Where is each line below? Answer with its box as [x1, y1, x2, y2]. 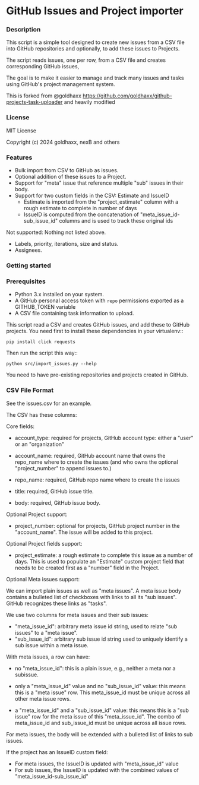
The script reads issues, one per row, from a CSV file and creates [6, 56, 166, 64]
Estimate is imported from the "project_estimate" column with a [23, 198, 179, 205]
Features [6, 153, 33, 162]
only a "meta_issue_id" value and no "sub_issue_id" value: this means [14, 682, 186, 689]
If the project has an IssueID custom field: [6, 748, 108, 755]
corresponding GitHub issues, [6, 63, 80, 70]
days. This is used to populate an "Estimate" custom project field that [14, 558, 184, 565]
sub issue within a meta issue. [14, 641, 89, 648]
